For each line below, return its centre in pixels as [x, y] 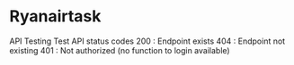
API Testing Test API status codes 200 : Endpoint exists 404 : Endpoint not [147, 41]
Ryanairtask [55, 16]
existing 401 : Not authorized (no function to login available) [120, 50]
